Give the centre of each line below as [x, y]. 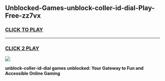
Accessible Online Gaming [33, 73]
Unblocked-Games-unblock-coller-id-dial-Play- [80, 8]
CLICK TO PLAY [24, 30]
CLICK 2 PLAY [22, 48]
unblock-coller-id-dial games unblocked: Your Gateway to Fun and [74, 68]
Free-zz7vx [23, 16]
